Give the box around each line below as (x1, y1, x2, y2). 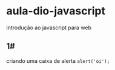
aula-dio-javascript (6, 4, 106, 18)
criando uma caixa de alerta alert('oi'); (6, 57, 110, 64)
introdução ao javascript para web (6, 24, 92, 31)
